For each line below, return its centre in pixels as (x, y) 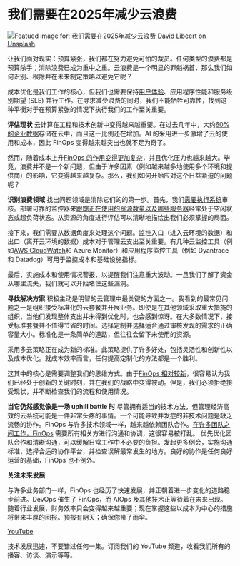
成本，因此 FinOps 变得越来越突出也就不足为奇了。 (95, 142)
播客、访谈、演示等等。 (42, 555)
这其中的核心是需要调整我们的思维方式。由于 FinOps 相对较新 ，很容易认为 (116, 373)
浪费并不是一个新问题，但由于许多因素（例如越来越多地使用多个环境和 (123, 166)
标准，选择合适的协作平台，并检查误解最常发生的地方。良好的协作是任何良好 (120, 451)
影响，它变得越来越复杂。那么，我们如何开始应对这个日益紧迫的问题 (132, 175)
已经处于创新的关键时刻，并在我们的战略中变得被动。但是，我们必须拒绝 (120, 382)
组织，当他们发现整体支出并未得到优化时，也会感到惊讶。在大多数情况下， (117, 316)
